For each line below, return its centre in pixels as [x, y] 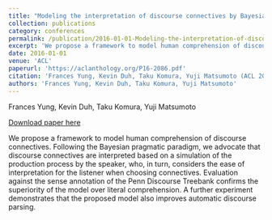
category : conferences [47, 31]
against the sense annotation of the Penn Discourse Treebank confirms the [134, 181]
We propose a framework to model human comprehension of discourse [127, 137]
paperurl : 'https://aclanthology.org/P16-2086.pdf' [97, 69]
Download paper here [45, 122]
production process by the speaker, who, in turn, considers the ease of [127, 163]
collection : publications [52, 23]
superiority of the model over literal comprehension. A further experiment [131, 189]
